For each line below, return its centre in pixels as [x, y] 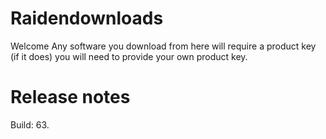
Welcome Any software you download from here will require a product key [163, 46]
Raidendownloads [87, 18]
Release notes [70, 97]
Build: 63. [30, 124]
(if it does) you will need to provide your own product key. [129, 56]
